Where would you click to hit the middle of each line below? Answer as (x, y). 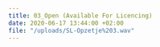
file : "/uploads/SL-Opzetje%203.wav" (72, 30)
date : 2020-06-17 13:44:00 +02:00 (66, 23)
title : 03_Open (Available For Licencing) (80, 16)
